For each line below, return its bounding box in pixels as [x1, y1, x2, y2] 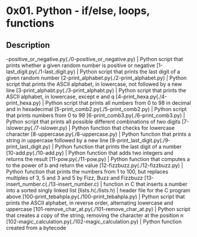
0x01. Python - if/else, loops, [6, 4, 150, 18]
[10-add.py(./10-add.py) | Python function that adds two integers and [6, 149, 173, 156]
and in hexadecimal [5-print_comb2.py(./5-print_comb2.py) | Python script [6, 106, 187, 112]
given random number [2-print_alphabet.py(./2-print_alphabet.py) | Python [6, 75, 187, 81]
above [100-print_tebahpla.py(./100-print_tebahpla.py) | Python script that [6, 193, 185, 200]
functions [6, 16, 55, 30]
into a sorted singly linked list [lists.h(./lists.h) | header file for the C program [6, 187, 191, 193]
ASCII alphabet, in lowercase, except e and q [6, 93, 115, 100]
